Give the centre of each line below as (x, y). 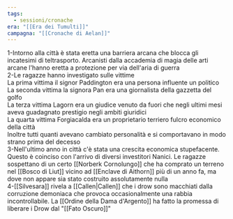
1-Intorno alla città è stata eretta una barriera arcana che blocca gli (103, 53)
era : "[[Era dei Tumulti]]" (48, 27)
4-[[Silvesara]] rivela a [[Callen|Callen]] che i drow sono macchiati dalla (110, 186)
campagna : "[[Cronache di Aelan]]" (59, 33)
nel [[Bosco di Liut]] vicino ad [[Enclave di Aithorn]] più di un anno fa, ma (112, 172)
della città (21, 127)
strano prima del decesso (44, 142)
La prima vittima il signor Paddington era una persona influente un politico (113, 83)
